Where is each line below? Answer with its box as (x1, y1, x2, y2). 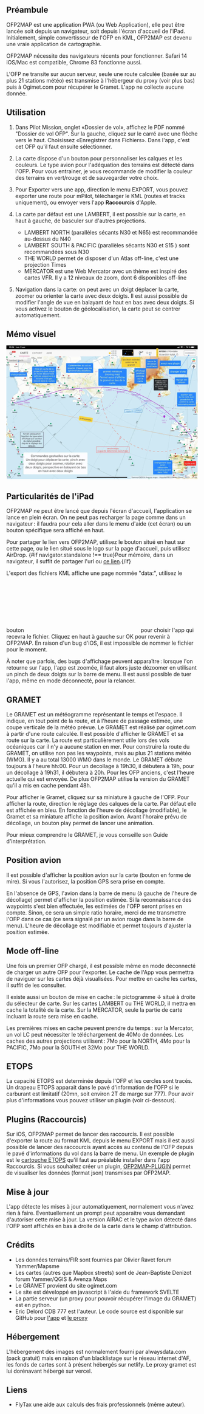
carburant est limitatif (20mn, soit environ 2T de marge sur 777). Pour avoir (6, 1090, 194, 1097)
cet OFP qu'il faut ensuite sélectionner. (15, 143, 112, 150)
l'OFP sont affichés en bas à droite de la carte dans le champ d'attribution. (6, 1223, 192, 1230)
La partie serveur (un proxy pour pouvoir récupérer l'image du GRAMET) (15, 1294, 197, 1302)
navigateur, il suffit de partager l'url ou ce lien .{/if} (6, 558, 132, 565)
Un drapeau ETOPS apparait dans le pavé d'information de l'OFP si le (6, 1084, 179, 1091)
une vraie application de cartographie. (6, 40, 102, 47)
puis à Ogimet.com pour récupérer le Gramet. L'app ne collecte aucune (6, 83, 184, 91)
